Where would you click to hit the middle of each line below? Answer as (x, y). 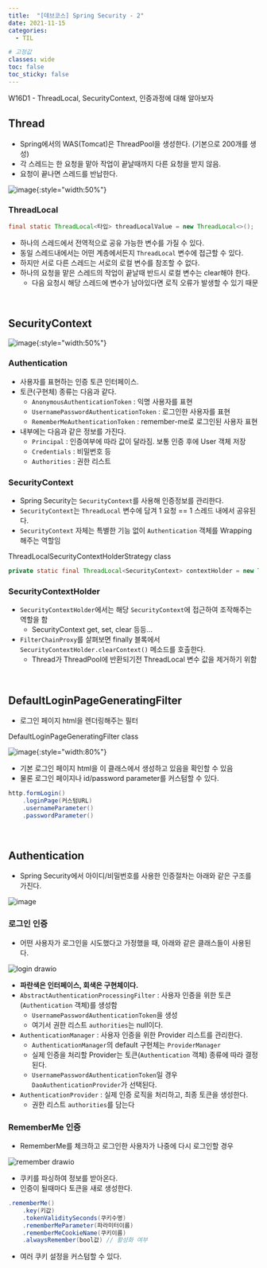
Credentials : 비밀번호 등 (71, 451)
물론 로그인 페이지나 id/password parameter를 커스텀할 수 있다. (119, 778)
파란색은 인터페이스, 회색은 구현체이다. (79, 985)
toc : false (26, 67)
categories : (28, 30)
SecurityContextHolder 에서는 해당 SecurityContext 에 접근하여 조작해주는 (136, 610)
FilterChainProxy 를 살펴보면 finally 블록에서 (90, 640)
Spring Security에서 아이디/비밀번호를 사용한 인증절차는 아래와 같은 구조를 (135, 876)
